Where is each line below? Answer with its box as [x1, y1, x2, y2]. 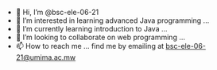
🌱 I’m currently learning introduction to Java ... [15, 24, 169, 33]
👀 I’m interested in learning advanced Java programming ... [15, 16, 210, 25]
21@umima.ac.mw [15, 53, 76, 62]
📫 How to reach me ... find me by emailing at [15, 42, 165, 50]
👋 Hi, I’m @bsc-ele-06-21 [15, 8, 99, 17]
